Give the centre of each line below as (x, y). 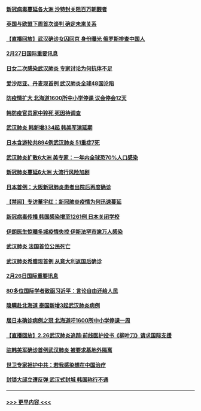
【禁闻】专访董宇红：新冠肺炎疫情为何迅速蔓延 (64, 202)
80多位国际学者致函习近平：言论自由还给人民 (62, 291)
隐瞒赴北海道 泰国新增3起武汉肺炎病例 (53, 306)
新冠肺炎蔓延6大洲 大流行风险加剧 (48, 172)
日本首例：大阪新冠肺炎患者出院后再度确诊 (59, 187)
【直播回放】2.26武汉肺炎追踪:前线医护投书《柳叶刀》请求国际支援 (89, 335)
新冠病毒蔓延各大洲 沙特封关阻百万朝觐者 (57, 9)
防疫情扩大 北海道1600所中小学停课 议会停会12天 (66, 98)
